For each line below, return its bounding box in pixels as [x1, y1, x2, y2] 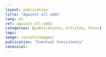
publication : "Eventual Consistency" [5, 40, 84, 45]
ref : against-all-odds [5, 21, 52, 26]
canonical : [5, 44, 28, 49]
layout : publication [5, 7, 48, 12]
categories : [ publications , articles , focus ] [5, 26, 101, 31]
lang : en [5, 16, 23, 21]
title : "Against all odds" [5, 12, 61, 17]
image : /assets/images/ [5, 35, 55, 40]
